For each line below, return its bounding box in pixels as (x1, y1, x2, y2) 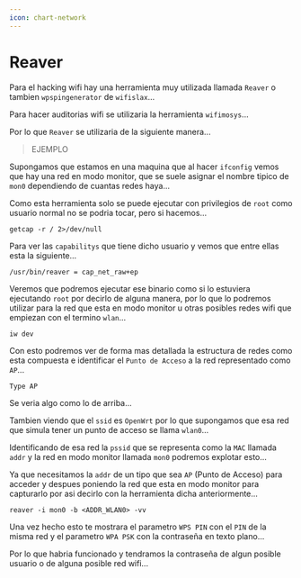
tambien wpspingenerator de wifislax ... (9, 91, 155, 102)
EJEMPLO (31, 143, 69, 154)
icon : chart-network (9, 13, 87, 23)
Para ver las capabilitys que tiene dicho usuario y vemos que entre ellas (9, 240, 279, 251)
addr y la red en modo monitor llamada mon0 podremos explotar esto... (9, 451, 268, 462)
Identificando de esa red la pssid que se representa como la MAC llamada (9, 442, 277, 453)
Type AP (9, 382, 39, 391)
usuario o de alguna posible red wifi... (9, 557, 149, 568)
